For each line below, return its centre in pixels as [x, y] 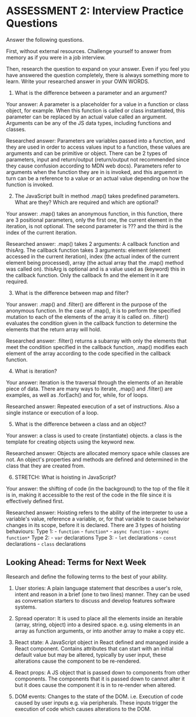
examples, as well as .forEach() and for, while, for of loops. [77, 395]
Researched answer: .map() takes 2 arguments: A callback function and [93, 244]
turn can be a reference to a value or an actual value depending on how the [97, 178]
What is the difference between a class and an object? [81, 424]
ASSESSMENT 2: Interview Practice [95, 11]
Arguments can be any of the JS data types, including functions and [89, 123]
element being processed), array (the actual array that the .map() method [95, 262]
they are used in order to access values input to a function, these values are [98, 147]
